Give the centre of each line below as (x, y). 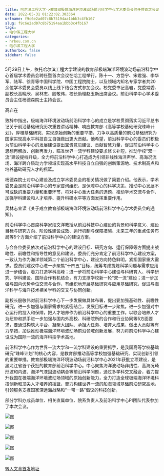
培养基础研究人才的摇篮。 (31, 169)
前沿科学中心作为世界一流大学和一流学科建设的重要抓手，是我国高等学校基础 (82, 347)
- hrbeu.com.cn (20, 41)
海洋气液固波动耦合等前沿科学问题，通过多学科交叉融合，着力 (92, 372)
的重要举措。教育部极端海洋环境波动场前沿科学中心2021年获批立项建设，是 (81, 359)
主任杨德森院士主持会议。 (39, 100)
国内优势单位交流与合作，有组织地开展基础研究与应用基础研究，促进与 (84, 284)
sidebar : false (20, 55)
